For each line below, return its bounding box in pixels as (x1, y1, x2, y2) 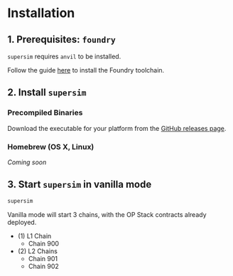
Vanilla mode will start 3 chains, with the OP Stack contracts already (7, 210, 207, 218)
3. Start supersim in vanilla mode (7, 179, 152, 191)
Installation (7, 5, 75, 21)
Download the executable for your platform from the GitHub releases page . (7, 124, 227, 132)
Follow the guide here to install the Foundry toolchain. (7, 66, 165, 74)
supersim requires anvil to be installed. (7, 52, 121, 60)
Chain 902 (28, 262, 59, 270)
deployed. (7, 218, 37, 226)
